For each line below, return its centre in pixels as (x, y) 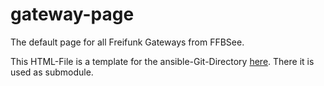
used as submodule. (52, 72)
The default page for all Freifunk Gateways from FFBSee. (127, 42)
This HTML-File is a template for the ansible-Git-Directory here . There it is (162, 61)
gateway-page (72, 14)
